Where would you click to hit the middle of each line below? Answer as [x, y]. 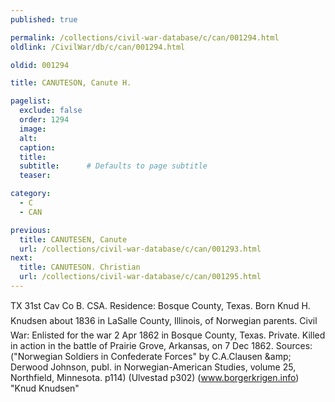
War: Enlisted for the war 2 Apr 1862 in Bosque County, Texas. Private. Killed [168, 335]
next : [21, 258]
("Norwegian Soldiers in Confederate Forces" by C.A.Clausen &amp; [151, 356]
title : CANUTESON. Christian [80, 267]
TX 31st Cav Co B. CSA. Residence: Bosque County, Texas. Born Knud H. [160, 305]
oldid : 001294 [40, 65]
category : [31, 194]
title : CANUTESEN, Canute [73, 239]
